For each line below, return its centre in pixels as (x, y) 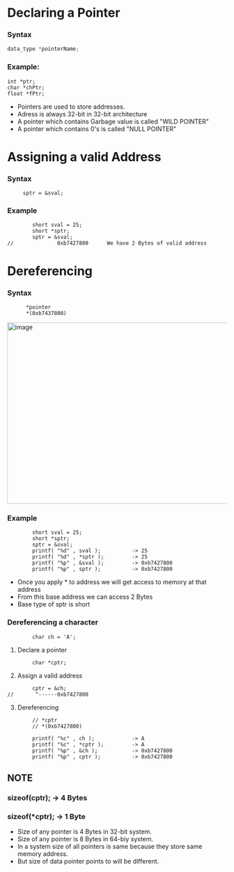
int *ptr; (22, 82)
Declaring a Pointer (64, 13)
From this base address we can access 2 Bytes (85, 597)
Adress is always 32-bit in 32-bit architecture (82, 114)
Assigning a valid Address (84, 156)
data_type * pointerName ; (43, 49)
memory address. (42, 854)
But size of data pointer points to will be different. (88, 862)
